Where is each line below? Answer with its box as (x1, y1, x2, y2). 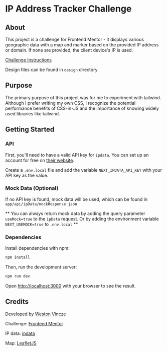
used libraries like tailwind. (5, 110, 60, 116)
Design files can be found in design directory (5, 66, 98, 73)
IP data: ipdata (5, 330, 35, 336)
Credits (5, 298, 29, 306)
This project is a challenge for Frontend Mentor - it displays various (5, 36, 144, 42)
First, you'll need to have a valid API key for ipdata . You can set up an (5, 152, 149, 158)
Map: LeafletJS (5, 340, 37, 346)
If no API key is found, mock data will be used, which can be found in (5, 196, 148, 202)
